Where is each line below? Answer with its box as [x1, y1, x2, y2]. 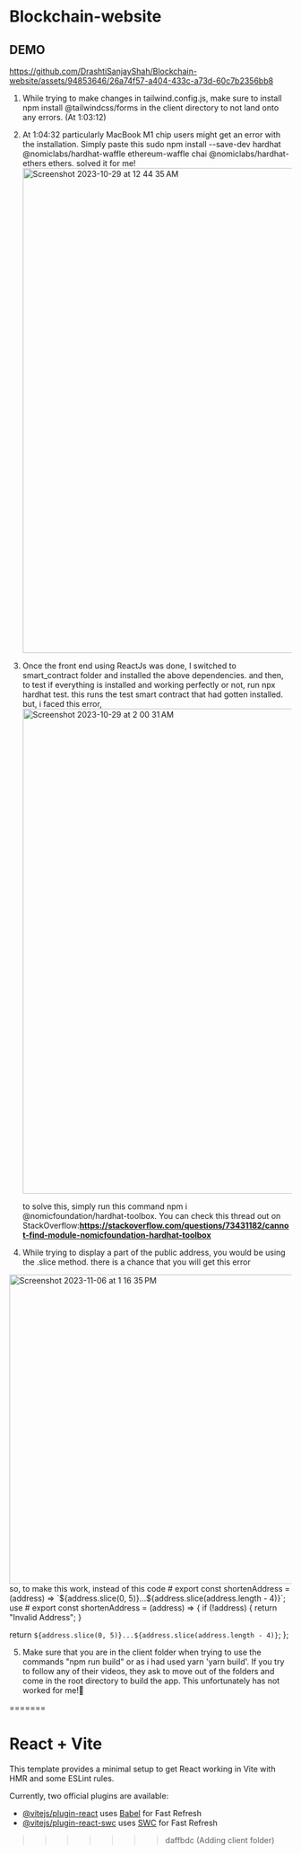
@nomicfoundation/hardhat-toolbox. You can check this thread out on [21, 1211, 281, 1221]
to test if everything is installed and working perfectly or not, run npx [21, 680, 276, 690]
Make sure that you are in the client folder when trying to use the [21, 1647, 262, 1657]
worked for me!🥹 [21, 1685, 84, 1695]
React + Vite [9, 1734, 103, 1754]
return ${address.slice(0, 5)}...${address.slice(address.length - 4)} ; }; [9, 1629, 289, 1640]
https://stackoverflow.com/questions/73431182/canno [79, 1220, 289, 1231]
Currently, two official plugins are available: [9, 1790, 169, 1801]
